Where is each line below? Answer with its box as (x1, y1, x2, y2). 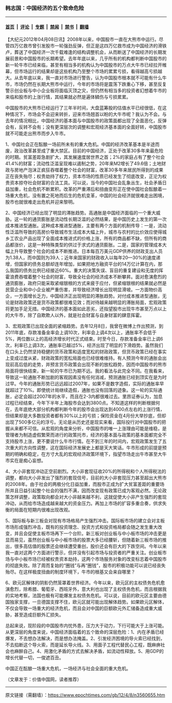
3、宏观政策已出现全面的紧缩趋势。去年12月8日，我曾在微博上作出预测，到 (5, 323, 164, 329)
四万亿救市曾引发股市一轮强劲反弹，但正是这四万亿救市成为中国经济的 (9, 42, 158, 49)
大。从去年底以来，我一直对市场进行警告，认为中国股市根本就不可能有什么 (5, 74, 162, 80)
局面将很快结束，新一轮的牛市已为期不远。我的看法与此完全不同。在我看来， (5, 368, 167, 374)
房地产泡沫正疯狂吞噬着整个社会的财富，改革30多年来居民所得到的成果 (14, 166, 164, 173)
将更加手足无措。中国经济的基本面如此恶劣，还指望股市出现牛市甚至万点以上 (5, 306, 167, 312)
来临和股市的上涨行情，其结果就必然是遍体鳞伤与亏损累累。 (5, 94, 131, 100)
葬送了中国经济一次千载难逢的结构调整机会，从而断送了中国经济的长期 (14, 49, 162, 55)
